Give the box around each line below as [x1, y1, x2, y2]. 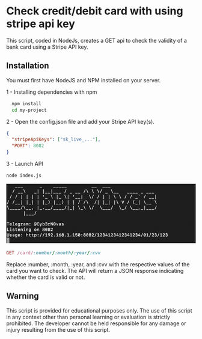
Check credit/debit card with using [6, 4, 183, 18]
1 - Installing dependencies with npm [6, 88, 97, 96]
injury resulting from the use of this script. [6, 326, 110, 333]
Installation [6, 61, 49, 71]
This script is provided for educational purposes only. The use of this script [6, 307, 192, 314]
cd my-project [11, 107, 47, 113]
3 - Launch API [6, 160, 43, 167]
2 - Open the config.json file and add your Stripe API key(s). [6, 118, 155, 125]
